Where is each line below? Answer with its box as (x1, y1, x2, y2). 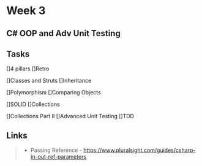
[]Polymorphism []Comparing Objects (6, 89, 101, 96)
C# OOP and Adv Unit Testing (6, 28, 121, 39)
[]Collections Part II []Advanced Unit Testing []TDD (6, 113, 135, 120)
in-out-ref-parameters (30, 153, 87, 160)
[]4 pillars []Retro (6, 65, 50, 72)
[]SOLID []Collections (6, 100, 60, 108)
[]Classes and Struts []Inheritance (6, 77, 92, 85)
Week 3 (6, 4, 46, 18)
